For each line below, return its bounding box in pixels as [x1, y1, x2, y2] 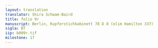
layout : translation [5, 7, 49, 12]
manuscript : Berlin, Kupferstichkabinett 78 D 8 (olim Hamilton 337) [5, 21, 154, 26]
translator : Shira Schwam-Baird [5, 12, 73, 17]
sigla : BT [5, 26, 26, 31]
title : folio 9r [5, 16, 39, 21]
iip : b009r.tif [5, 30, 37, 35]
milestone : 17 [5, 35, 35, 40]
